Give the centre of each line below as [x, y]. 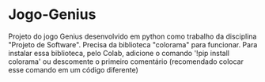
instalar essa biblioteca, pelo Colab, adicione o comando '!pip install [119, 53]
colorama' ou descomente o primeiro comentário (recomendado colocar [126, 61]
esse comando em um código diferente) [73, 69]
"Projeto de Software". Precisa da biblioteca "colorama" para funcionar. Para [133, 44]
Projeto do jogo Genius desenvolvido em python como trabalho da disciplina [132, 36]
